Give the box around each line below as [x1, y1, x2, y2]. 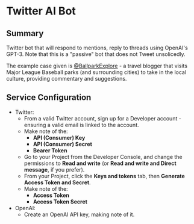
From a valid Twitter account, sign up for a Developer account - [23, 114, 182, 122]
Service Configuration [6, 92, 92, 103]
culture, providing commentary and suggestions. [6, 75, 127, 82]
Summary [6, 28, 44, 39]
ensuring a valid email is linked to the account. [23, 121, 140, 128]
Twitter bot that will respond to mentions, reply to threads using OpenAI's [6, 44, 188, 51]
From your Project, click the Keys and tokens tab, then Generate [23, 172, 185, 179]
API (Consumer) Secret [33, 140, 92, 148]
